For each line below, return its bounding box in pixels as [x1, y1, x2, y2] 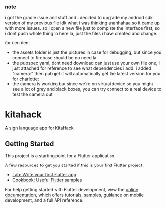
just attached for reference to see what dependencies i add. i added [12, 65, 151, 71]
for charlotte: [12, 76, 39, 82]
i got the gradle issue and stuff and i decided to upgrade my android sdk [5, 15, 153, 21]
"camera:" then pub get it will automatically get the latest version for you [12, 71, 161, 77]
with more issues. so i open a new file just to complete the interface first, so [5, 25, 160, 31]
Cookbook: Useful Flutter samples [12, 177, 82, 183]
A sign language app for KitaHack [5, 125, 74, 131]
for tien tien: [5, 40, 30, 46]
